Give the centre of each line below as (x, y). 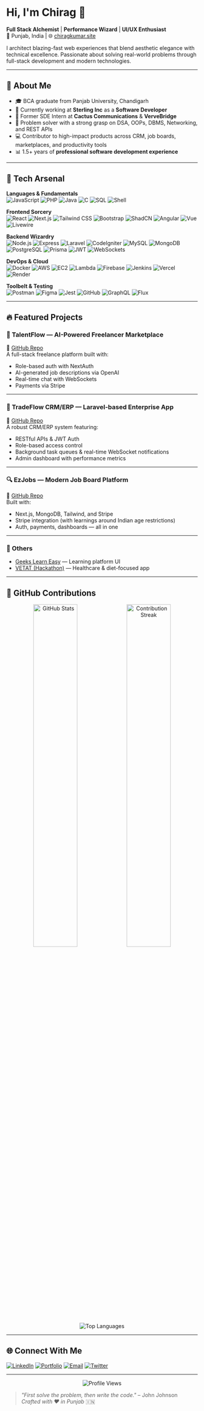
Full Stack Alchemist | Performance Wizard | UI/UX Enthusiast (86, 29)
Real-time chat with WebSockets (56, 379)
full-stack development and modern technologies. (69, 61)
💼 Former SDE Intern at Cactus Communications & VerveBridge (96, 116)
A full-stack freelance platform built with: (57, 354)
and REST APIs (34, 129)
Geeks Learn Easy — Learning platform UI (67, 562)
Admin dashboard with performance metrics (70, 458)
